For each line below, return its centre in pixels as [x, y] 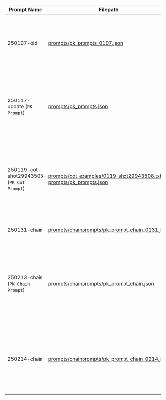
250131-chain [25, 230]
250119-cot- [24, 170]
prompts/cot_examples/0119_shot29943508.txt [105, 176]
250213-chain [25, 277]
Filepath [108, 10]
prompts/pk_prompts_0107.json [86, 43]
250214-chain [25, 359]
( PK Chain [19, 283]
